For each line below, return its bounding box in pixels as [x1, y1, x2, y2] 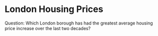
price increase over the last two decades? [4, 25, 91, 31]
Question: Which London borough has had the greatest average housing [4, 20, 153, 26]
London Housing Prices [4, 3, 103, 15]
